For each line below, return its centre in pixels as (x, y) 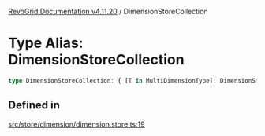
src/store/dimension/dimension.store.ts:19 (77, 124)
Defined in (34, 105)
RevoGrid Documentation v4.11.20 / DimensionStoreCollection (108, 11)
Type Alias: (46, 43)
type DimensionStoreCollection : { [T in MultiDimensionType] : (112, 81)
